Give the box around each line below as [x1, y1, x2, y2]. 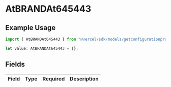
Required [42, 75, 65, 82]
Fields [5, 60, 25, 69]
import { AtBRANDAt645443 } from [5, 37, 76, 42]
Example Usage [5, 23, 56, 32]
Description [69, 75, 99, 82]
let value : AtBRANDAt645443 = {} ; [5, 46, 79, 51]
